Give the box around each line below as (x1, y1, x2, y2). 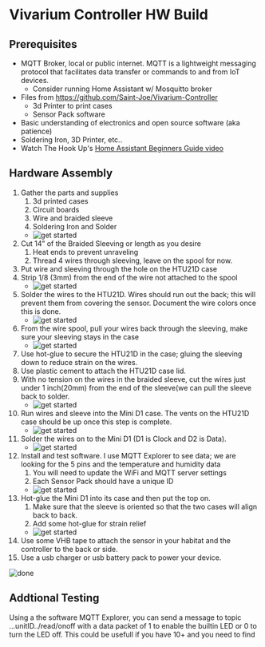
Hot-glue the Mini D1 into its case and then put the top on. (20, 493, 211, 502)
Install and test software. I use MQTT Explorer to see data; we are (20, 451, 236, 460)
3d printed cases (32, 196, 89, 205)
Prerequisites (9, 38, 77, 51)
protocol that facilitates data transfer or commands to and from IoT (20, 67, 240, 77)
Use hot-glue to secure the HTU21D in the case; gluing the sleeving (20, 349, 243, 359)
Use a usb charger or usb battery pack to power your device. (20, 553, 222, 562)
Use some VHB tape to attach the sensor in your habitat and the (20, 535, 231, 545)
